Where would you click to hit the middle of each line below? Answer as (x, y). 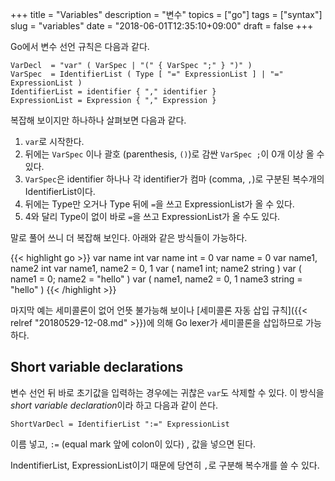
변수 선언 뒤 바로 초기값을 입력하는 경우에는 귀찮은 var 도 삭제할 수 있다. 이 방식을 (167, 392)
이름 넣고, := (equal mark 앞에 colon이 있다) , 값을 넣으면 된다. (133, 444)
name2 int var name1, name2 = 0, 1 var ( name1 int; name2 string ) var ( (156, 268)
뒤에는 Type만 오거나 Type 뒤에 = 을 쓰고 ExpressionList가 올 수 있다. (159, 204)
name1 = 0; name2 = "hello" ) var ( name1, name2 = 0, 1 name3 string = (156, 279)
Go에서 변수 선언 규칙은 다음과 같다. (80, 46)
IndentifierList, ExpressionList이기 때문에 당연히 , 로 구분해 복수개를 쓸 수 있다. (165, 465)
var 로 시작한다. (54, 141)
